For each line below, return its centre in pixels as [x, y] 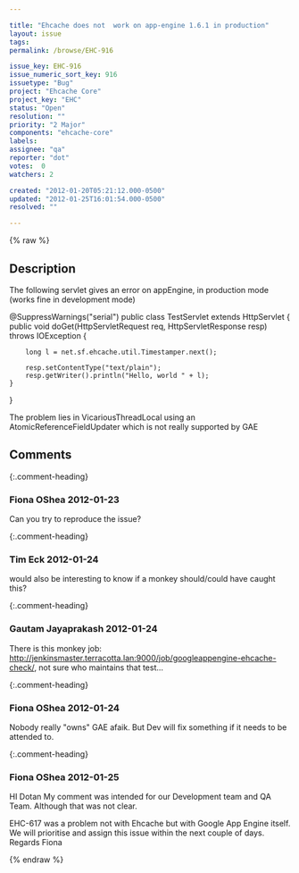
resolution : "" [37, 116]
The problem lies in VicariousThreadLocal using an [103, 417]
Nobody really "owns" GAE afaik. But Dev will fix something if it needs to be [148, 727]
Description [42, 269]
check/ [22, 667]
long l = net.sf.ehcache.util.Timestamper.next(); [121, 352]
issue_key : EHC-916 [46, 67]
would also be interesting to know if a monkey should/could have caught [142, 579]
